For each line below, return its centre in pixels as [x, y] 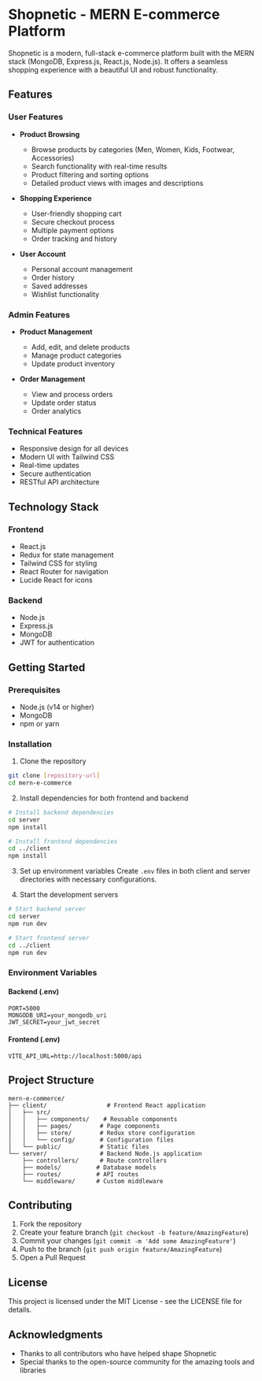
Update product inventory [73, 363]
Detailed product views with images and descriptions [117, 183]
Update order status [64, 403]
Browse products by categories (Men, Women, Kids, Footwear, [133, 149]
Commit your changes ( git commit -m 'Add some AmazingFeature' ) [127, 1241]
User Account [42, 254]
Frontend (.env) [34, 1039]
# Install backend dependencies [61, 812]
